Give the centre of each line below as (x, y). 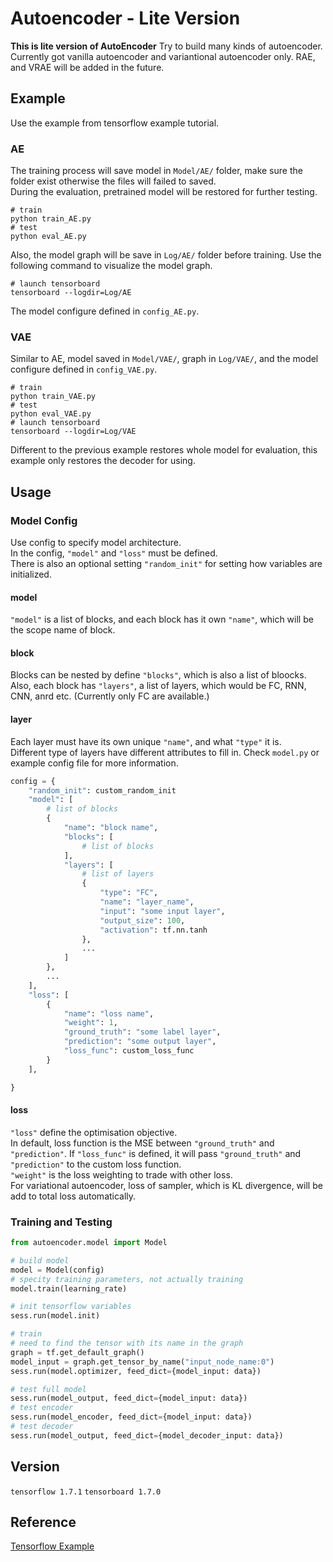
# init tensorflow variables (71, 1307)
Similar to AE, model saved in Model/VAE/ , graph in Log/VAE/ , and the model (164, 359)
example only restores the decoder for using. (103, 461)
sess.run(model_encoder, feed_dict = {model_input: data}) (131, 1417)
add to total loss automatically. (73, 1196)
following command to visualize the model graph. (111, 266)
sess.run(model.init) (55, 1316)
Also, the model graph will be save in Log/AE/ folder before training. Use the (166, 255)
